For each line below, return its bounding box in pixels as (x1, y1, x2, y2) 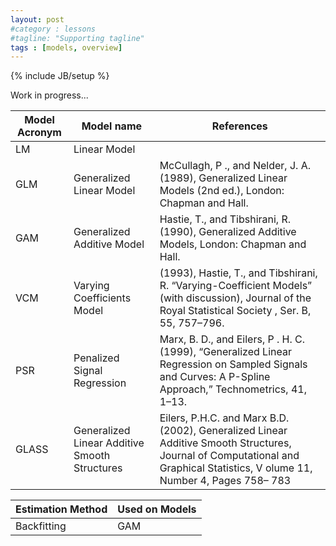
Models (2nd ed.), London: (159, 184, 285, 198)
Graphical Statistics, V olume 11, (159, 461, 313, 475)
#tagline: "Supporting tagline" (10, 33, 145, 43)
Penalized (73, 351, 120, 365)
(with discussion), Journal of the (159, 291, 312, 305)
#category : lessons (10, 24, 97, 34)
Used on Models (117, 502, 197, 516)
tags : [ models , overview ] (10, 42, 123, 53)
